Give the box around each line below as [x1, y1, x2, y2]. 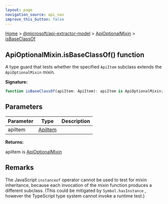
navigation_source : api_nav [5, 12, 65, 17]
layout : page [5, 7, 33, 13]
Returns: [5, 139, 24, 145]
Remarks [5, 163, 34, 172]
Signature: [5, 79, 28, 85]
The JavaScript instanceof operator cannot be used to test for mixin [5, 177, 147, 183]
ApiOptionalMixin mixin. [5, 69, 55, 76]
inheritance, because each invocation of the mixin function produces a [5, 182, 152, 188]
